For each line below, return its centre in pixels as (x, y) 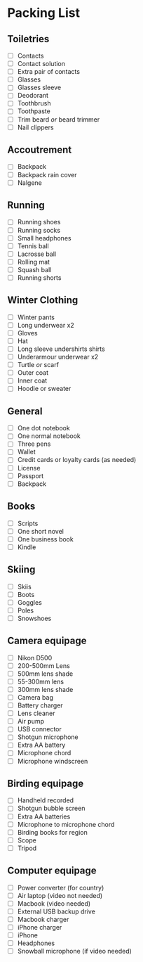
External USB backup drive (56, 911)
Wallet (27, 452)
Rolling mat (34, 262)
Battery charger (40, 705)
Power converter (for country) (61, 887)
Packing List (44, 13)
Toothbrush (34, 103)
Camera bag (35, 697)
